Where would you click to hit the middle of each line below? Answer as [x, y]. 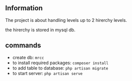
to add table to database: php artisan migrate [60, 68]
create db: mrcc [28, 57]
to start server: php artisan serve [47, 73]
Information [24, 8]
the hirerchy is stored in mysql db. [40, 30]
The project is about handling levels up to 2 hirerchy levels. [66, 20]
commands [23, 45]
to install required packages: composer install [60, 63]
